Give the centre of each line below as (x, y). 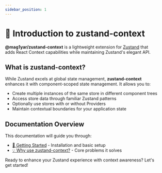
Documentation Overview (45, 124)
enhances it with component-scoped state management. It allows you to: (78, 84)
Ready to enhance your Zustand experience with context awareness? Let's (80, 160)
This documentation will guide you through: (49, 136)
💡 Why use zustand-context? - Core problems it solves (67, 150)
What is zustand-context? (45, 67)
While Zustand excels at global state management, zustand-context (73, 79)
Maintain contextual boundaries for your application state (69, 109)
